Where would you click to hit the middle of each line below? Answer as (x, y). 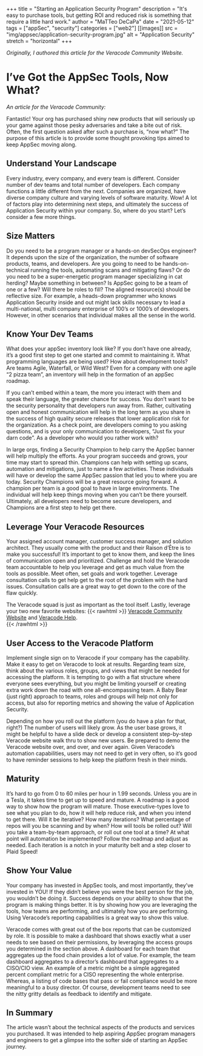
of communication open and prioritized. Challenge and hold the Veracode (98, 561)
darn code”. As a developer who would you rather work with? (82, 438)
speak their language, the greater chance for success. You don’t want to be (101, 399)
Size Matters (31, 236)
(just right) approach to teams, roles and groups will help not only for (92, 696)
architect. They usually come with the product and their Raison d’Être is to (98, 548)
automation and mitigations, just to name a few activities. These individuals (100, 469)
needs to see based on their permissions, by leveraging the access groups (99, 942)
